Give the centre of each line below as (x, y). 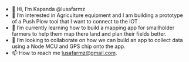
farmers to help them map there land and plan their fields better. (89, 34)
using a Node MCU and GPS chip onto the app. (68, 46)
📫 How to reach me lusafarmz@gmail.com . (64, 53)
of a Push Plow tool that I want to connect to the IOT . (76, 21)
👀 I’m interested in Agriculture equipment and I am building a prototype (97, 15)
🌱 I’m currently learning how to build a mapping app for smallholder (93, 27)
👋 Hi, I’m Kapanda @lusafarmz (48, 9)
